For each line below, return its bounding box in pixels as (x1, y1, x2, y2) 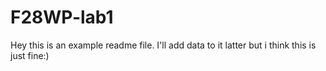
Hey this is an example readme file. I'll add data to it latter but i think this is (10, 39, 317, 51)
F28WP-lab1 (10, 6, 114, 29)
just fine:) (10, 49, 50, 61)
